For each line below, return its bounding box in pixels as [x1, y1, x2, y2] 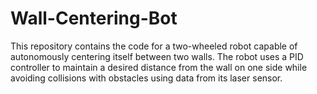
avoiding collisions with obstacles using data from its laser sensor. [10, 72, 283, 84]
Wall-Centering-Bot [10, 7, 178, 30]
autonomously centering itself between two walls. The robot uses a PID [10, 50, 304, 62]
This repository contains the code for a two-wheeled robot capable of [10, 40, 298, 52]
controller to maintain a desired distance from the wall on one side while [10, 61, 308, 73]
